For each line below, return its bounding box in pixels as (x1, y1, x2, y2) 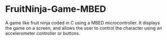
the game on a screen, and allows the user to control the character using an (5, 25, 162, 31)
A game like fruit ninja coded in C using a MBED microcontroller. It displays (5, 20, 160, 26)
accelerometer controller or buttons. (5, 30, 80, 36)
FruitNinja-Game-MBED (5, 3, 107, 15)
